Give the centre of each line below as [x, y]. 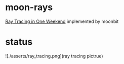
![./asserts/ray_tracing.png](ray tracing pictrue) [54, 56]
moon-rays [29, 7]
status [19, 42]
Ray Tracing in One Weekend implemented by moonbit [62, 21]
